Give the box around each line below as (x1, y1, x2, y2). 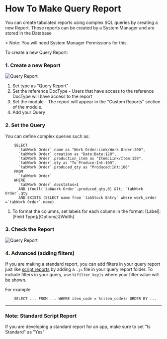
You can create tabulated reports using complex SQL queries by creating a (5, 19, 158, 25)
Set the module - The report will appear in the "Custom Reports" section (12, 99, 161, 105)
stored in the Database (5, 30, 52, 36)
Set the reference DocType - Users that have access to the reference (12, 88, 154, 94)
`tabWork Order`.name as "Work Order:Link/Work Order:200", (18, 147, 146, 152)
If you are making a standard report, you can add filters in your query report (5, 261, 161, 267)
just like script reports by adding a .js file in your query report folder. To (5, 266, 153, 272)
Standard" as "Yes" (5, 329, 45, 335)
